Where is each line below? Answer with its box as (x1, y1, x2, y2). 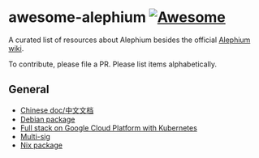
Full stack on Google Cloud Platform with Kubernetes (19, 122, 197, 133)
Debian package (19, 114, 76, 124)
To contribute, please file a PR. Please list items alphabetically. (8, 59, 218, 69)
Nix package (19, 140, 63, 150)
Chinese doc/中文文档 (19, 105, 94, 115)
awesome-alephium (8, 8, 146, 27)
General (8, 83, 50, 96)
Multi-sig (19, 131, 51, 141)
